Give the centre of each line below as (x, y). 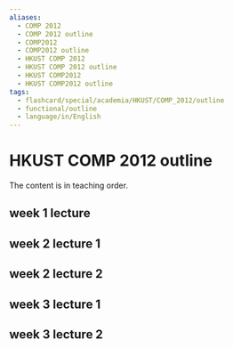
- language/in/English (59, 117)
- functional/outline (57, 109)
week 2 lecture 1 (55, 243)
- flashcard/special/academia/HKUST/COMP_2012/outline (121, 100)
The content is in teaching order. (69, 186)
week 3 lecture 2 (56, 335)
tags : (19, 92)
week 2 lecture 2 (56, 274)
